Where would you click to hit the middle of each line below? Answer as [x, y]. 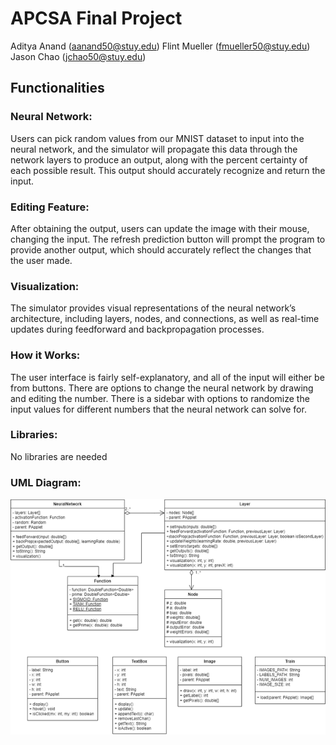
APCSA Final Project [96, 18]
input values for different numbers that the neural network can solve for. [158, 409]
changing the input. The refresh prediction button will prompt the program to [168, 239]
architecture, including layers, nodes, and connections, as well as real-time [165, 319]
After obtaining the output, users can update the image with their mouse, [160, 228]
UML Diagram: [46, 482]
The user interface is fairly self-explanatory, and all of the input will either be [167, 377]
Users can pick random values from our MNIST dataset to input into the [157, 138]
